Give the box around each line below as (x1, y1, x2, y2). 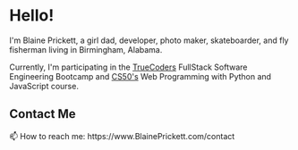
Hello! (9, 5, 55, 26)
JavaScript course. (9, 80, 79, 91)
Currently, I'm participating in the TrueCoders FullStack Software (9, 62, 248, 72)
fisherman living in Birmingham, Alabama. (9, 44, 163, 54)
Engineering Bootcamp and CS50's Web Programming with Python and (9, 71, 271, 81)
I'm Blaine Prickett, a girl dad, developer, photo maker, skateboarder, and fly (9, 35, 289, 46)
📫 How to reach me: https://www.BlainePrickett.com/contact (9, 130, 235, 141)
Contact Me (9, 106, 76, 121)
